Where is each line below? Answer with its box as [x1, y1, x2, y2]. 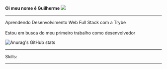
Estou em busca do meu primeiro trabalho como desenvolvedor [5, 30, 136, 35]
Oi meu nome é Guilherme [5, 5, 60, 11]
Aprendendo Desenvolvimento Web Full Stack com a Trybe [5, 20, 126, 25]
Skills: [5, 54, 17, 59]
